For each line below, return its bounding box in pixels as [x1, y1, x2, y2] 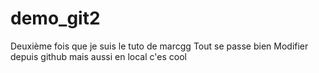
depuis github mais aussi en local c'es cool [10, 50, 187, 62]
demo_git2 [10, 7, 101, 30]
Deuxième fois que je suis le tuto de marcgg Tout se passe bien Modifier [10, 40, 309, 52]
